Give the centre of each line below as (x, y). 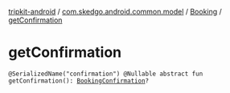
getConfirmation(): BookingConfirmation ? (79, 81)
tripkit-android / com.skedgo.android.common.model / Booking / (115, 12)
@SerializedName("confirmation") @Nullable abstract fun (106, 74)
